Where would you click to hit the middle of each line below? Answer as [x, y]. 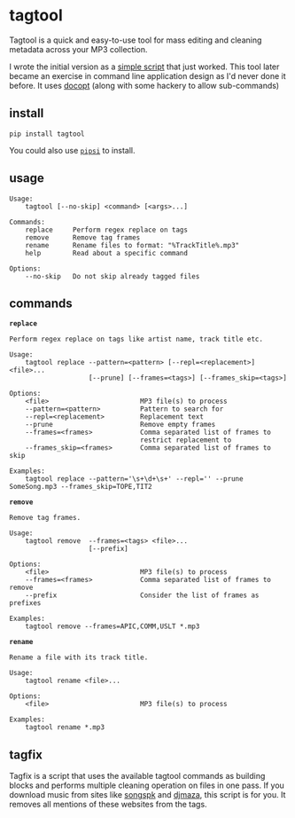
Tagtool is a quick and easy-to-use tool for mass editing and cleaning [136, 40]
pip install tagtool [47, 134]
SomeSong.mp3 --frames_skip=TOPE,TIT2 [81, 487]
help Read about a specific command [107, 253]
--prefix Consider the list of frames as [142, 595]
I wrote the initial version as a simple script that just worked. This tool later [144, 67]
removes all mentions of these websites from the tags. [108, 805]
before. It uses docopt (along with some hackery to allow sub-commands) [144, 85]
